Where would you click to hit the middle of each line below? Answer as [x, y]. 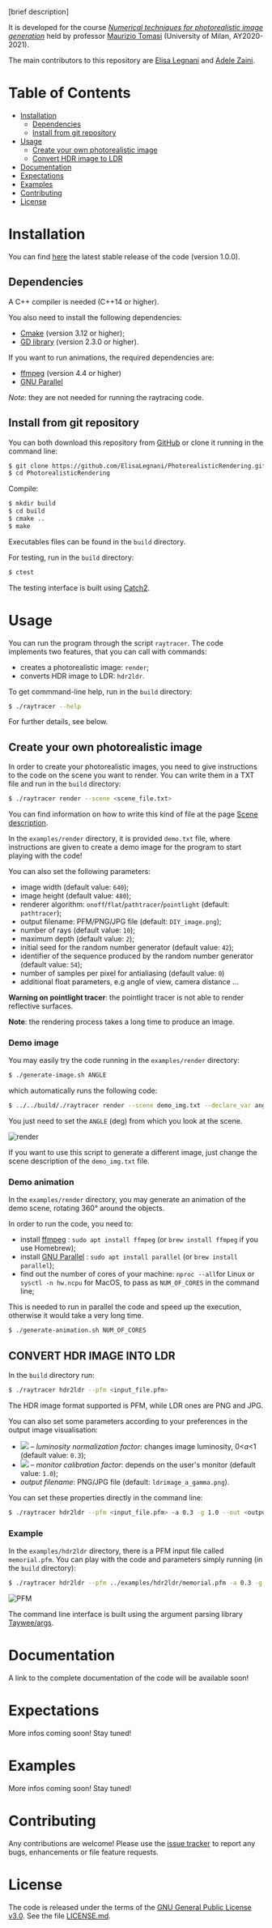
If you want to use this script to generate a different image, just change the [133, 1153]
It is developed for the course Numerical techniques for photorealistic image [136, 27]
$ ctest [21, 572]
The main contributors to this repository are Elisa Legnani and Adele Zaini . [132, 60]
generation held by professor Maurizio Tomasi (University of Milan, [120, 36]
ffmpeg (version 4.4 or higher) [70, 373]
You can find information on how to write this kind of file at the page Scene [133, 814]
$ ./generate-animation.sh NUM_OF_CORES [78, 1331]
